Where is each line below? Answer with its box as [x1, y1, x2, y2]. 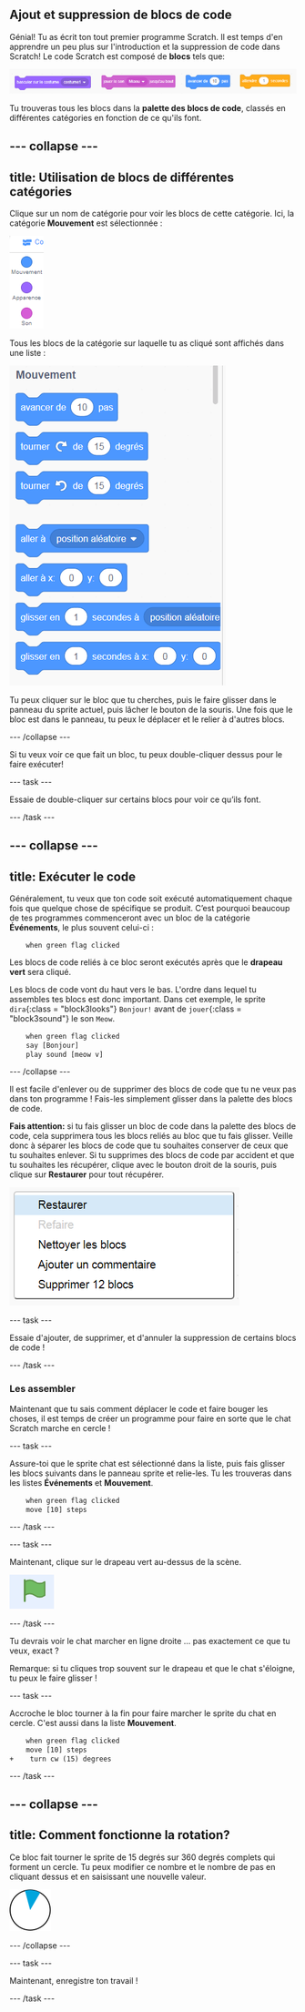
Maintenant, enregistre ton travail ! [9, 1975, 138, 1986]
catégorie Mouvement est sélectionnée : [9, 218, 163, 229]
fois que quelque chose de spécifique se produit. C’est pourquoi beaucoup [9, 903, 290, 914]
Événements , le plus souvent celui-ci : [9, 922, 155, 933]
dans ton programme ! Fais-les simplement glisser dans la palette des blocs [9, 1093, 293, 1104]
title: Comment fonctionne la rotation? [9, 1827, 230, 1843]
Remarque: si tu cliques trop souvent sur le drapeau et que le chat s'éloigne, [9, 1662, 296, 1673]
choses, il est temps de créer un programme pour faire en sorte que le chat [9, 1413, 291, 1424]
